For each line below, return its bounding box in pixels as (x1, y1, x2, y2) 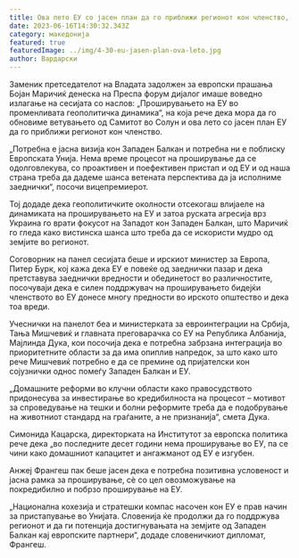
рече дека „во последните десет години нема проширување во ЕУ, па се (9, 439, 288, 448)
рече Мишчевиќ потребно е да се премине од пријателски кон (9, 357, 250, 366)
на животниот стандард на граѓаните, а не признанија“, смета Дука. (9, 412, 270, 422)
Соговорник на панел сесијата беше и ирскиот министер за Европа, (9, 254, 270, 264)
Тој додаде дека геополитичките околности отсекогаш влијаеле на (9, 199, 265, 209)
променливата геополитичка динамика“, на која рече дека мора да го (9, 108, 277, 118)
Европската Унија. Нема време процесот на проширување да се (9, 153, 257, 163)
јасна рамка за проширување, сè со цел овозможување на (9, 474, 237, 485)
